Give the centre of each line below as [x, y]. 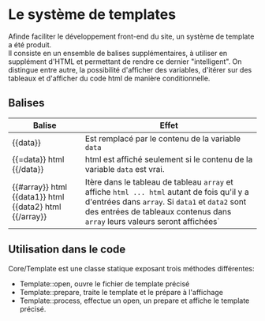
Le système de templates [92, 15]
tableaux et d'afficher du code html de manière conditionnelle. [109, 78]
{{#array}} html [40, 187]
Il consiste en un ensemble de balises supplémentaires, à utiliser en [118, 53]
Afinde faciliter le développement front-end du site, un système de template [131, 36]
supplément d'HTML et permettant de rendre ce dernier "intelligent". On [125, 62]
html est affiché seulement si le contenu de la [169, 159]
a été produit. [30, 44]
